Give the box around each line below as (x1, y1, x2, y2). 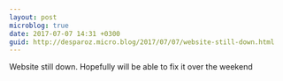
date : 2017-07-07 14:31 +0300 (9, 29, 121, 38)
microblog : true (9, 21, 69, 30)
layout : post (9, 12, 57, 22)
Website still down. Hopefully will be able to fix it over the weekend (9, 62, 254, 72)
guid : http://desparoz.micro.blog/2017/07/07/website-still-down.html (9, 37, 275, 47)
